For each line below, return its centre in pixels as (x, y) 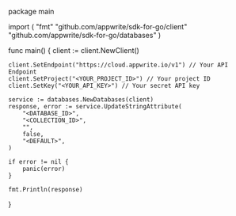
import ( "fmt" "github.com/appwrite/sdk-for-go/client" (98, 27)
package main (31, 11)
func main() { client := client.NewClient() (74, 50)
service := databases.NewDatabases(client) (81, 100)
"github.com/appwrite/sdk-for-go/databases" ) (85, 35)
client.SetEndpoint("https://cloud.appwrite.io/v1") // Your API (118, 65)
